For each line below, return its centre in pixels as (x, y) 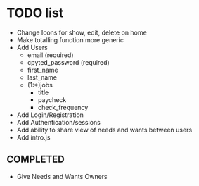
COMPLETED (36, 160)
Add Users (32, 47)
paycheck (52, 99)
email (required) (51, 55)
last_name (42, 77)
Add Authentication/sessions (59, 122)
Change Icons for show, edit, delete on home (82, 32)
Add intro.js (33, 137)
